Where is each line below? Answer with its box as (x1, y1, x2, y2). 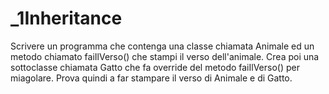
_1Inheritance (10, 7, 123, 30)
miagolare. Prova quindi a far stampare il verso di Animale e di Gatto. (10, 72, 293, 84)
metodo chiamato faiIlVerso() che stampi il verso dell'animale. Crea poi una (10, 50, 320, 62)
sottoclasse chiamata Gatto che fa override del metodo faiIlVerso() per (10, 61, 300, 73)
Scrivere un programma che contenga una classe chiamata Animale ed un (10, 40, 315, 52)
